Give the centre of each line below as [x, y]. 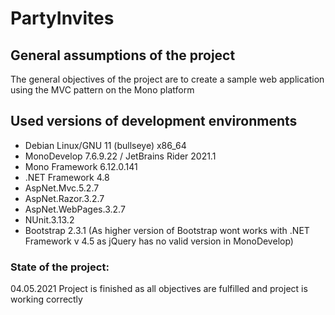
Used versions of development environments [154, 121]
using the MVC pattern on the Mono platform [102, 90]
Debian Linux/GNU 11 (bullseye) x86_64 [105, 145]
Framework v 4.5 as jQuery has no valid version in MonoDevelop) [159, 241]
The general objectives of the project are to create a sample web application [167, 79]
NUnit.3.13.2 [49, 219]
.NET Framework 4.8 [67, 177]
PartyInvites [62, 18]
